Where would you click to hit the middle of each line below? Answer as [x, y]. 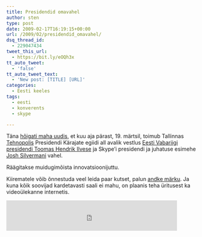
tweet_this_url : [27, 52]
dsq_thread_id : [25, 40]
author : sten [23, 18]
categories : [21, 86]
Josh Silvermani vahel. [35, 156]
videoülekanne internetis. [38, 192]
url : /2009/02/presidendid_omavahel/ [54, 35]
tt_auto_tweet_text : [32, 74]
